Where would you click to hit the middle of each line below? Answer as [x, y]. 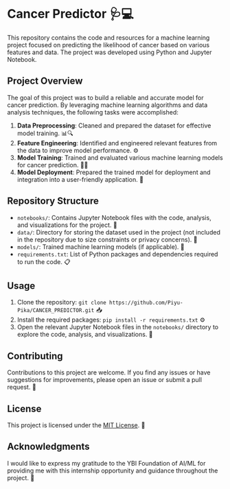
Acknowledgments [49, 447]
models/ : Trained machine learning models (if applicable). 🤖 [101, 247]
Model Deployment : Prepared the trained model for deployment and [114, 172]
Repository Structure [53, 201]
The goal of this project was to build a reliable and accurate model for [105, 97]
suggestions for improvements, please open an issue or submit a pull [105, 380]
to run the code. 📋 [44, 261]
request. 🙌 [22, 387]
